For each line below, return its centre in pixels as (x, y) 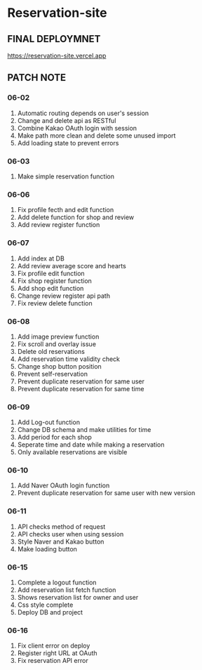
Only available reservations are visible (72, 452)
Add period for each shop (55, 438)
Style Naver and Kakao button (61, 541)
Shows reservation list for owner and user (78, 598)
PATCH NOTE (37, 78)
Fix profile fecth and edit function (66, 210)
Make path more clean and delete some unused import (96, 136)
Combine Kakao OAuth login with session (77, 128)
